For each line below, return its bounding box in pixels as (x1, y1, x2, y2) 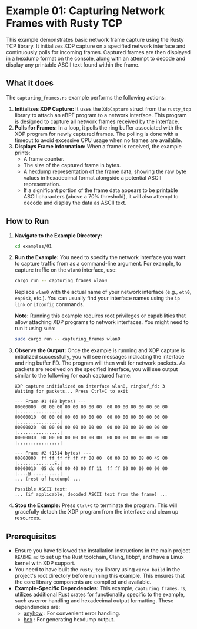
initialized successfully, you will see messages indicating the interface (14, 353, 185, 360)
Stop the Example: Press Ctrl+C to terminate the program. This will (14, 502, 178, 509)
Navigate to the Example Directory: (14, 231, 102, 239)
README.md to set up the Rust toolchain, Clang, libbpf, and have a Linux (14, 554, 184, 560)
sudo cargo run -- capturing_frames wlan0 (14, 336, 121, 342)
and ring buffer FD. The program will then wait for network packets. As (14, 359, 186, 366)
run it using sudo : (14, 325, 56, 332)
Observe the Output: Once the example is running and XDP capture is (14, 347, 185, 354)
